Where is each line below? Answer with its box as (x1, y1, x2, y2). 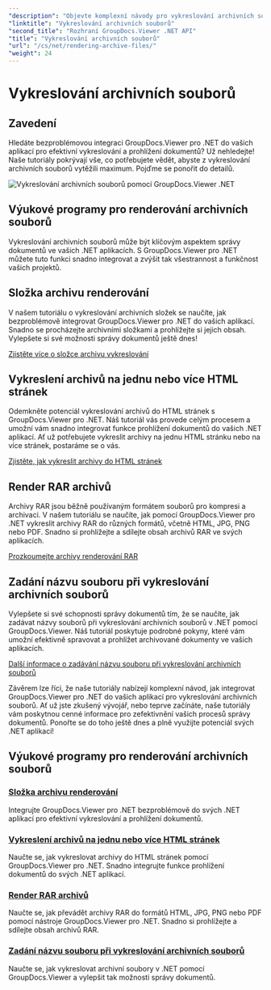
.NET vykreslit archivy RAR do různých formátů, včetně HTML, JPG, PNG (8, 518, 250, 528)
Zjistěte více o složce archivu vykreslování (8, 349, 149, 358)
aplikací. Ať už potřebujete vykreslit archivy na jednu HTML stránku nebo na (8, 432, 261, 442)
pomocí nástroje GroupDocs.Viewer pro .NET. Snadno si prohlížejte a (8, 916, 238, 926)
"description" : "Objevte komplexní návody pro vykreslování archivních (8, 11, 254, 20)
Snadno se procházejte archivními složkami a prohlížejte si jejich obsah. (8, 324, 247, 334)
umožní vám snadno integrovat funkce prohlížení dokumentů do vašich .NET (8, 424, 262, 434)
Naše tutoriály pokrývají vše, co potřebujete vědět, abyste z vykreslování (8, 155, 250, 164)
